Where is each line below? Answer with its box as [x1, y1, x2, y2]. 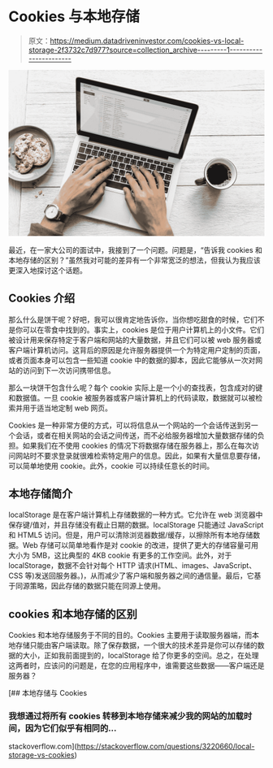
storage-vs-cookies [8, 750, 75, 760]
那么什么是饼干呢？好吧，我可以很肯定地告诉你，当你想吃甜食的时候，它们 [8, 315, 258, 324]
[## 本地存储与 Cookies [8, 688, 88, 698]
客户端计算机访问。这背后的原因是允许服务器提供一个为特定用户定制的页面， [8, 345, 265, 354]
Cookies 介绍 [8, 292, 76, 306]
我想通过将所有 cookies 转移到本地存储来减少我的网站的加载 [8, 710, 244, 722]
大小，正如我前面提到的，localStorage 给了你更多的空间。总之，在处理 [22, 651, 259, 661]
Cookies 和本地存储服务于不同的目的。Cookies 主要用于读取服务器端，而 [8, 631, 253, 640]
